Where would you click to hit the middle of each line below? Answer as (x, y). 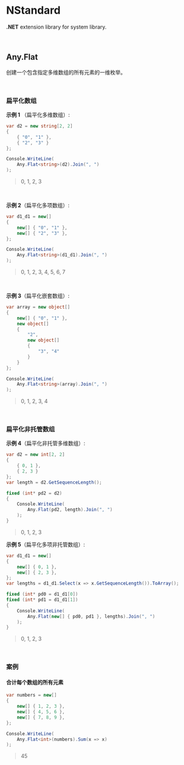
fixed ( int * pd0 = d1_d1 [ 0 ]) (42, 594)
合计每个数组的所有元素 (35, 682)
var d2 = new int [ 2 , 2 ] (36, 455)
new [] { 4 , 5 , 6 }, (41, 712)
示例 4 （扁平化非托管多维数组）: (46, 443)
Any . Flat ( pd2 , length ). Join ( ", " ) (70, 510)
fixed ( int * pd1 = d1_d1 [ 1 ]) (42, 600)
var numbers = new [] (32, 695)
